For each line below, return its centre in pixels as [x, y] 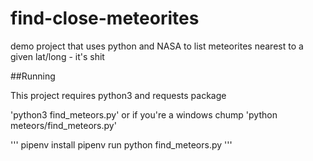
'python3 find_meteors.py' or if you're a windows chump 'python [144, 114]
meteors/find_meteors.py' [63, 125]
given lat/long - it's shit [57, 56]
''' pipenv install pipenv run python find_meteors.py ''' [121, 144]
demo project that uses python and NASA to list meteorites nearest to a [157, 46]
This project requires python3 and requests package [118, 95]
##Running [33, 76]
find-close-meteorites [105, 18]
